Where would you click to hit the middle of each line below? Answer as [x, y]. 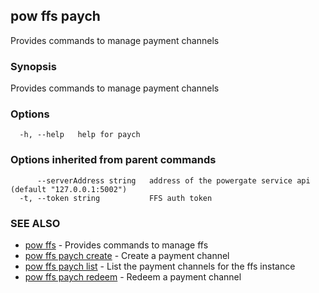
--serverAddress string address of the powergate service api [173, 180]
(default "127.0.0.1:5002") [69, 189]
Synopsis [33, 66]
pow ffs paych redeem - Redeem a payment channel [133, 277]
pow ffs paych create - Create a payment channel [127, 255]
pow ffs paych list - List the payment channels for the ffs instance [160, 266]
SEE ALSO [35, 223]
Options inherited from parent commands [113, 160]
